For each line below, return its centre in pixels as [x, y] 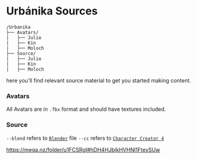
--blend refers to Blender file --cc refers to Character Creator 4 [85, 138]
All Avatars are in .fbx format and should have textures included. [86, 109]
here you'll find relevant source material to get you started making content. [98, 80]
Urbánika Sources [52, 11]
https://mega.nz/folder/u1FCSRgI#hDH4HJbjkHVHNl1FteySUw [83, 149]
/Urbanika [19, 27]
